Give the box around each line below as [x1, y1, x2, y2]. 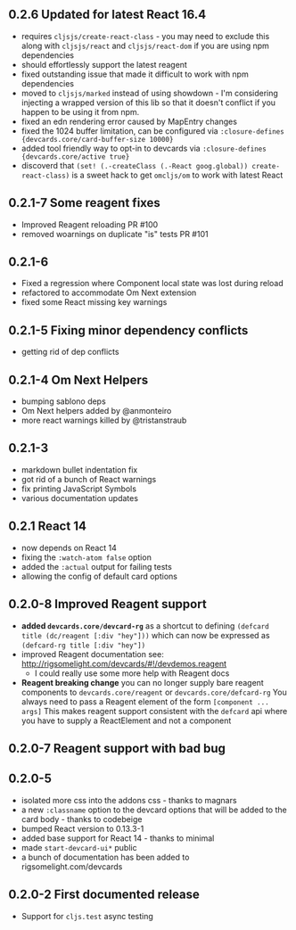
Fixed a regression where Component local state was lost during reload [21, 278, 284, 289]
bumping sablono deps [21, 396, 106, 407]
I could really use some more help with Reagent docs [34, 668, 230, 679]
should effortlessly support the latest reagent [21, 59, 188, 70]
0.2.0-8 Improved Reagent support [8, 597, 207, 612]
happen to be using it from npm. [21, 106, 140, 117]
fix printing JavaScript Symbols [21, 483, 137, 494]
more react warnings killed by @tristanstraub [21, 415, 187, 426]
